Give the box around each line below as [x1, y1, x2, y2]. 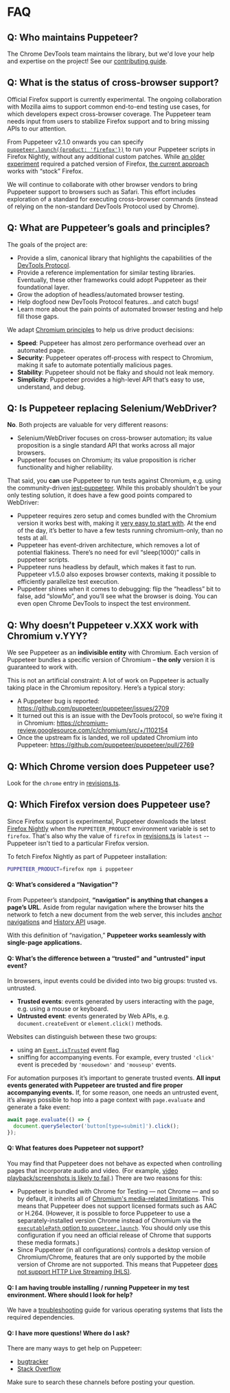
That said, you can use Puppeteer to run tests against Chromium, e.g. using [7, 476, 221, 485]
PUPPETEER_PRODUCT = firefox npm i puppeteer [7, 866, 134, 873]
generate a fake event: [7, 1103, 71, 1111]
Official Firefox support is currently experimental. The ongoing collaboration [7, 95, 222, 103]
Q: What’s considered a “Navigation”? [7, 881, 119, 889]
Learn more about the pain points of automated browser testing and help [16, 305, 223, 313]
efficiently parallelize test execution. [16, 578, 119, 586]
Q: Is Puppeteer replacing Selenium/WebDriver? [7, 403, 218, 415]
